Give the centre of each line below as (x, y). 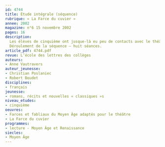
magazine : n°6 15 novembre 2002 (38, 28)
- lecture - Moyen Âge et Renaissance (45, 128)
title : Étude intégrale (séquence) (41, 14)
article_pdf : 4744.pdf (28, 50)
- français (16, 87)
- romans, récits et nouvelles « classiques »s (55, 96)
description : (18, 37)
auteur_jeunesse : (23, 69)
